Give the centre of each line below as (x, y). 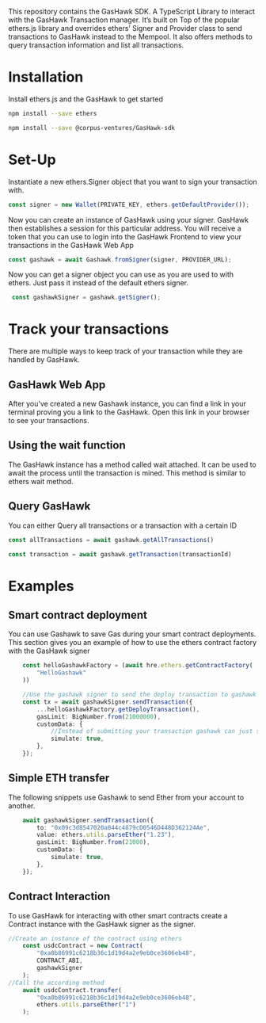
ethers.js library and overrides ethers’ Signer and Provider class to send (125, 28)
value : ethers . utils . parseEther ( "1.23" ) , (106, 835)
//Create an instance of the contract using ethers (95, 938)
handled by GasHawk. (44, 360)
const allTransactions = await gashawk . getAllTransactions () (111, 540)
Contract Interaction (59, 897)
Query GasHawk (49, 506)
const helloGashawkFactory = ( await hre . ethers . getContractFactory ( (138, 666)
